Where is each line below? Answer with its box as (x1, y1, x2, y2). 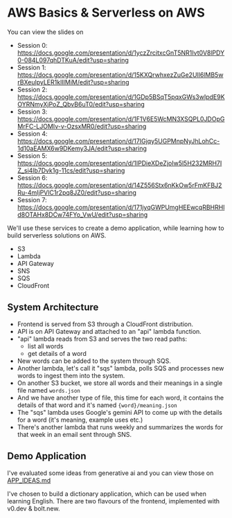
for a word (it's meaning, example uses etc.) (17, 416, 143, 424)
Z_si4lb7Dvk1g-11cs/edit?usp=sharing (17, 166, 125, 175)
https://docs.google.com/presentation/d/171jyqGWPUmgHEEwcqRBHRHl (17, 203, 225, 211)
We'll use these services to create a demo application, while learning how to (7, 224, 224, 232)
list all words (27, 341, 64, 350)
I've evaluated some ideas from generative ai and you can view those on (7, 469, 214, 477)
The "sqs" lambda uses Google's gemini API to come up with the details (17, 408, 223, 416)
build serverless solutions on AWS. (7, 231, 107, 240)
